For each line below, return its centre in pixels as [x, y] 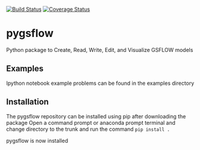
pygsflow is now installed [37, 140]
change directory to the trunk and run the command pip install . [88, 129]
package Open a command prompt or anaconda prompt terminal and [91, 123]
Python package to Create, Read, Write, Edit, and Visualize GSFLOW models [100, 50]
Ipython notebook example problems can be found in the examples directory [100, 83]
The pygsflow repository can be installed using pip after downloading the [96, 116]
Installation [27, 102]
